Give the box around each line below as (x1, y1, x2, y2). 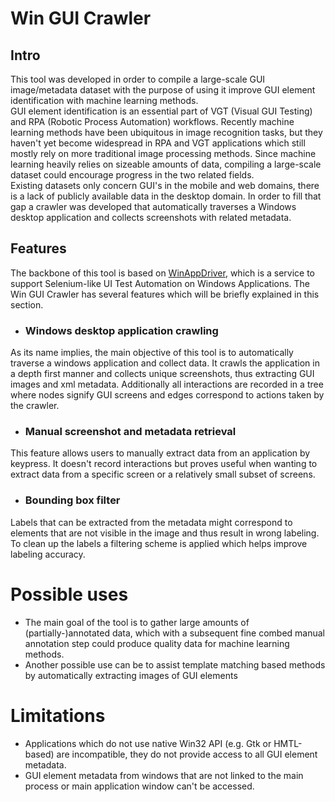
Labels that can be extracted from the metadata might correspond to (10, 516, 293, 528)
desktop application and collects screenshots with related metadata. (10, 212, 292, 223)
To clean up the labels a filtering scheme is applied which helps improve (10, 537, 308, 549)
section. (10, 298, 44, 311)
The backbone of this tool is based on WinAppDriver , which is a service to (10, 267, 315, 279)
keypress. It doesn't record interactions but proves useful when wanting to (10, 458, 318, 470)
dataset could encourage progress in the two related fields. (10, 169, 255, 181)
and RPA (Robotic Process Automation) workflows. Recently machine (10, 116, 295, 127)
